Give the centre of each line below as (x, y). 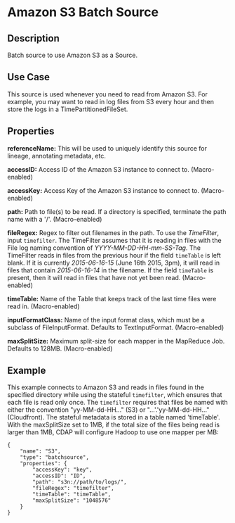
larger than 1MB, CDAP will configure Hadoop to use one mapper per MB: (113, 432)
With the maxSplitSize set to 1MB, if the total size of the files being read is (113, 425)
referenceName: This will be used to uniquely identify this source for (107, 148)
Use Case (29, 77)
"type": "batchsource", (55, 458)
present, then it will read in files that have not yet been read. (94, 277)
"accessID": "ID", (59, 476)
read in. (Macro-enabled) (43, 306)
